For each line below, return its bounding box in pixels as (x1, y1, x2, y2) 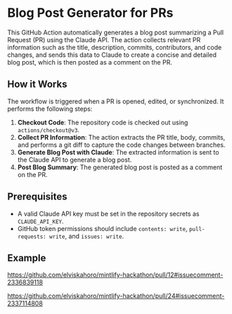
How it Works (7, 79, 67, 91)
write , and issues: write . (49, 232, 124, 240)
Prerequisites (7, 191, 67, 203)
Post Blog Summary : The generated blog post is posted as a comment (17, 163, 223, 171)
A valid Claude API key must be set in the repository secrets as (17, 209, 200, 218)
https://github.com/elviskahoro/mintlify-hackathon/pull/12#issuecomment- (7, 270, 224, 279)
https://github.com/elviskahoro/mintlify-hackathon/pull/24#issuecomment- (7, 292, 225, 300)
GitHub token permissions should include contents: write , (17, 224, 188, 233)
